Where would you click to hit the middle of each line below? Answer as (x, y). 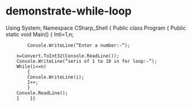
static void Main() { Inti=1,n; (40, 34)
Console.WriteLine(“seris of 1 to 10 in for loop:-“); (87, 61)
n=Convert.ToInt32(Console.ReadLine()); (68, 56)
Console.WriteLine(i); (56, 77)
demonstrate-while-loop (69, 11)
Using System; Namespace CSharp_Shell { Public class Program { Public (96, 28)
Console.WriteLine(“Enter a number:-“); (79, 45)
